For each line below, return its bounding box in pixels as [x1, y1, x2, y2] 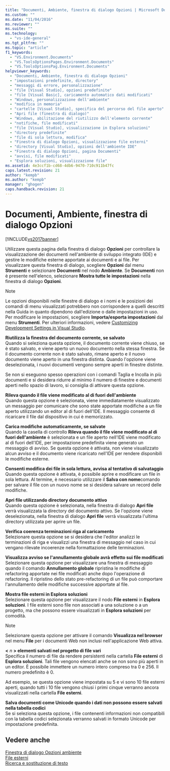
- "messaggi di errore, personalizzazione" [10, 83, 103, 88]
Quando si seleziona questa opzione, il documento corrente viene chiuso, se [5, 340, 165, 346]
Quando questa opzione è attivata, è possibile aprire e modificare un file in [5, 471, 160, 477]
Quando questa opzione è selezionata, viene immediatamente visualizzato [5, 397, 160, 403]
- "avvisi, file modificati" [10, 154, 71, 159]
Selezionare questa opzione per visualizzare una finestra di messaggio [5, 559, 153, 566]
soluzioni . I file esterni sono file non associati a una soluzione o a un [5, 602, 148, 608]
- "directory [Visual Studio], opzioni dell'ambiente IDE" [10, 144, 137, 150]
